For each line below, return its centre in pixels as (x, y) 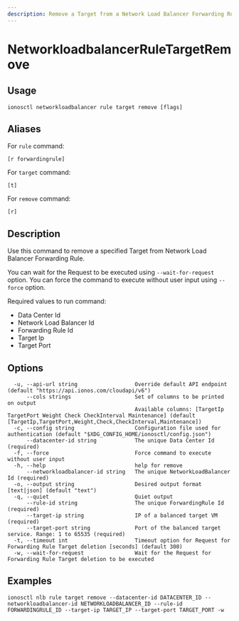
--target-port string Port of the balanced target (123, 528)
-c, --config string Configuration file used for (117, 428)
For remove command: (39, 199)
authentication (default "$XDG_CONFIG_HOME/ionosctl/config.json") (110, 435)
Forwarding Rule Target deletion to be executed (81, 560)
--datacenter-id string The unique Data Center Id (120, 441)
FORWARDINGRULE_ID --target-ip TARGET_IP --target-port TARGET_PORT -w (116, 610)
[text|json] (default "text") (52, 491)
